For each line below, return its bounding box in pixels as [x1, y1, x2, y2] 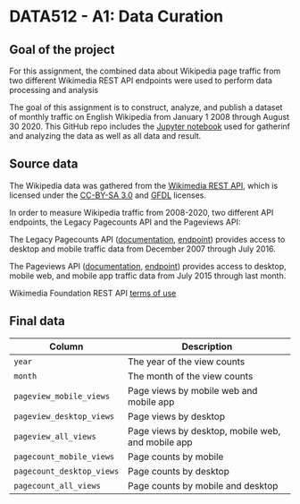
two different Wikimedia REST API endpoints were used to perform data [9, 75, 272, 86]
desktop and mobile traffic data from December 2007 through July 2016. [9, 243, 277, 254]
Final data [9, 313, 65, 329]
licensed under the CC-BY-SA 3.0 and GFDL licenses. [9, 190, 207, 201]
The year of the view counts [128, 355, 246, 368]
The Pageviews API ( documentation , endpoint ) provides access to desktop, [9, 261, 287, 271]
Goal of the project [9, 42, 115, 57]
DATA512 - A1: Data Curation [9, 6, 224, 27]
